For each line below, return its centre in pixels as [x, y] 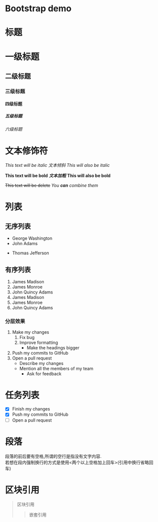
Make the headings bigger [53, 348]
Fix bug [27, 338]
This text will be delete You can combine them [52, 185]
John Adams [25, 244]
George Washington [32, 238]
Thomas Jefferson [31, 253]
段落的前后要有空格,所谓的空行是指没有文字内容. [53, 456]
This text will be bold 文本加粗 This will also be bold [58, 176]
